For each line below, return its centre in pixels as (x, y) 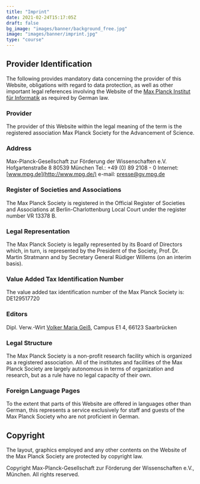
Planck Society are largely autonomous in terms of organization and (90, 369)
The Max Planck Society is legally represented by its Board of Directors (94, 244)
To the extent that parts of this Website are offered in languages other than (98, 404)
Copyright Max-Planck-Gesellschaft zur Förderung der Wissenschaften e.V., (100, 468)
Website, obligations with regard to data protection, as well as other (90, 85)
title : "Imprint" (28, 12)
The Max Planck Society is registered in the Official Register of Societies (95, 203)
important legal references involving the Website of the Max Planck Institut (98, 91)
